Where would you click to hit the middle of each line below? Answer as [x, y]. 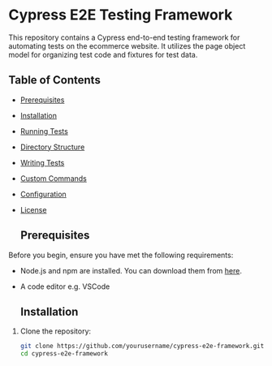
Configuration [43, 194]
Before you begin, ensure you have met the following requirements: [121, 255]
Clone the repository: [56, 331]
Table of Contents [55, 80]
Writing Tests [42, 162]
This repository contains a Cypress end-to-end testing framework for [124, 37]
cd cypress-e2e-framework [64, 354]
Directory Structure [52, 147]
